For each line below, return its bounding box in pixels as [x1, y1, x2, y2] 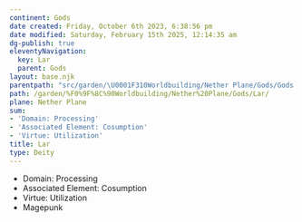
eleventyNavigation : [9, 47, 88, 56]
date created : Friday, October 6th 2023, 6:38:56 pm [9, 22, 213, 31]
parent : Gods [17, 64, 67, 73]
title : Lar [9, 140, 51, 149]
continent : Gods [9, 13, 71, 23]
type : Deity [9, 148, 54, 157]
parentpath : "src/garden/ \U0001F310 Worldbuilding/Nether [9, 81, 229, 90]
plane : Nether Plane [9, 97, 88, 107]
